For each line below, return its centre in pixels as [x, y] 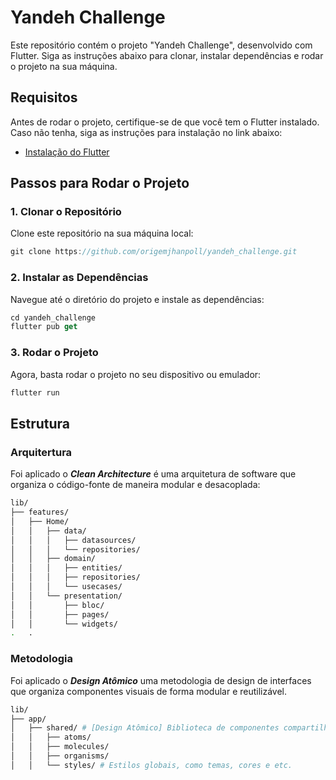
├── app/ [28, 719]
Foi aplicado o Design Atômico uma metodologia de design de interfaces [161, 680]
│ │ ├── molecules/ [60, 747]
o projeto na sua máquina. [64, 66]
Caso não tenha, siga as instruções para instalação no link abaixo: [146, 132]
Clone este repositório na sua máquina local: [102, 233]
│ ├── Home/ [40, 521]
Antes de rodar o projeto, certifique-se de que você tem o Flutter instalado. [165, 122]
